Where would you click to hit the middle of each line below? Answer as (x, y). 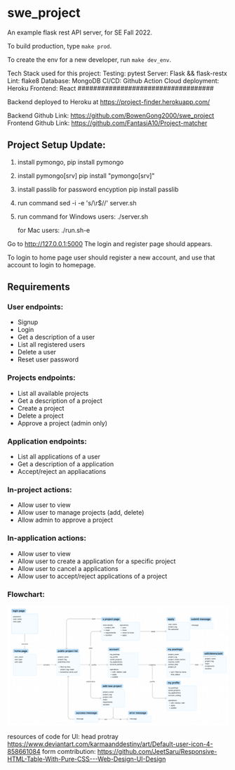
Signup (28, 322)
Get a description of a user (56, 337)
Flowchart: (26, 594)
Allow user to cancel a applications (68, 568)
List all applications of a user (59, 457)
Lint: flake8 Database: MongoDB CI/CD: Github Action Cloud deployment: (113, 81)
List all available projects (53, 393)
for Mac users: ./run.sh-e (54, 230)
